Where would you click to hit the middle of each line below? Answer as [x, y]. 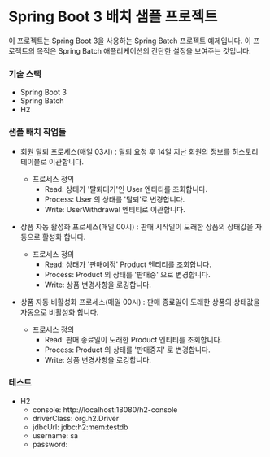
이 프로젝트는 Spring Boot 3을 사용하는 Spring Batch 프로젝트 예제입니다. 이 [130, 41]
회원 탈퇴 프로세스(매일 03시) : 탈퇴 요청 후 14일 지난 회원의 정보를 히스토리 [139, 151]
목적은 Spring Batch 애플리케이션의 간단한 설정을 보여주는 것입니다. [144, 50]
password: [50, 444]
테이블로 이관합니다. [52, 161]
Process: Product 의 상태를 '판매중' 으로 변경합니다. [127, 274]
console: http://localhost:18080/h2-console [105, 409]
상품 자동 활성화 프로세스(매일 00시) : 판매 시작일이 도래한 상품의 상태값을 [137, 226]
